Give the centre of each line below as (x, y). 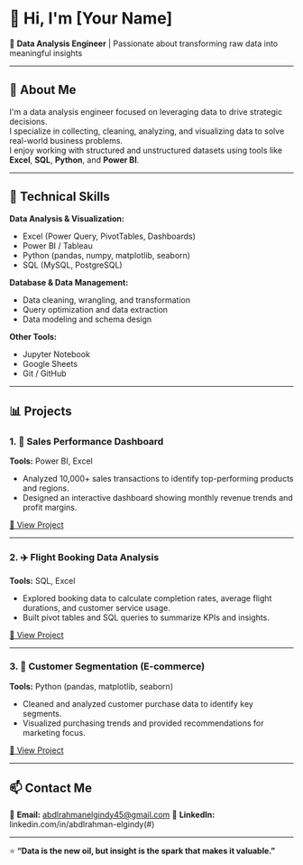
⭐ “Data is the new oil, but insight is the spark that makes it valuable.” (142, 851)
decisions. (28, 121)
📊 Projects (41, 411)
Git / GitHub (44, 373)
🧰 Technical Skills (60, 197)
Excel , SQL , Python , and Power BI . (74, 160)
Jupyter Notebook (56, 354)
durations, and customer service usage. (96, 607)
